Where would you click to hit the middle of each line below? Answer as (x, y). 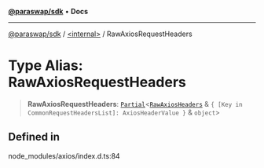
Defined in (34, 137)
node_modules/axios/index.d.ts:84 (64, 155)
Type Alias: (46, 66)
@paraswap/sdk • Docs (48, 11)
